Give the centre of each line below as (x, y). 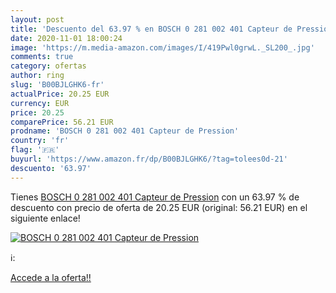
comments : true (42, 57)
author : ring (37, 76)
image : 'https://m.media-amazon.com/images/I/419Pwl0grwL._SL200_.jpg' (162, 47)
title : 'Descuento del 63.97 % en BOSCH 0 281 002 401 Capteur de (151, 29)
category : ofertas (48, 66)
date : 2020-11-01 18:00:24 (66, 38)
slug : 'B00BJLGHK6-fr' (57, 85)
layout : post (37, 19)
